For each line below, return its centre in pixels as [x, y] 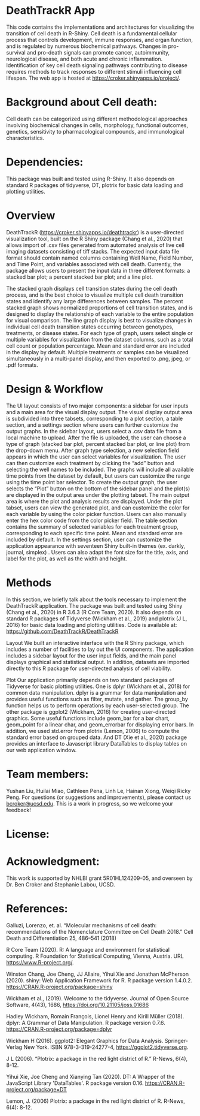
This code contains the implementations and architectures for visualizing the [100, 27]
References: [37, 908]
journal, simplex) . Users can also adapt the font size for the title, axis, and [97, 552]
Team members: [47, 774]
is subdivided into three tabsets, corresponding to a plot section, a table [95, 418]
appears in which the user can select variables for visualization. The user [96, 457]
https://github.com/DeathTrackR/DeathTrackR [62, 631]
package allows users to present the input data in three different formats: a [98, 270]
